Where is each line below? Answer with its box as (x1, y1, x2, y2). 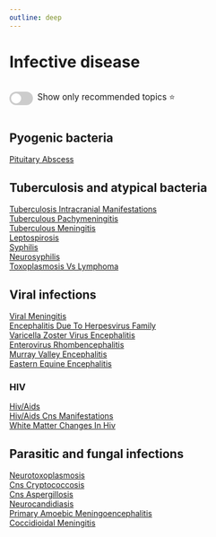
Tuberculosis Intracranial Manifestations (9, 204, 157, 215)
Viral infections (9, 287, 97, 302)
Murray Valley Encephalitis (9, 349, 108, 359)
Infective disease (9, 51, 141, 72)
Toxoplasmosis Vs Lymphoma (9, 261, 119, 272)
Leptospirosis (9, 232, 60, 243)
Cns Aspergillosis (9, 489, 73, 500)
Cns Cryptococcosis (9, 480, 85, 490)
